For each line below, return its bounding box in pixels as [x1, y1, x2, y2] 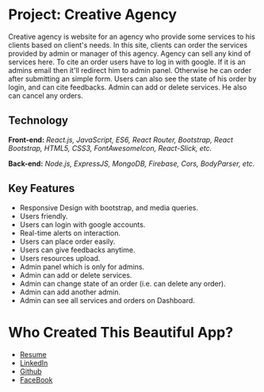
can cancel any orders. [8, 90, 83, 100]
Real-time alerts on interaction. [19, 228, 121, 237]
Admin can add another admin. [19, 287, 121, 297]
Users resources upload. [19, 253, 101, 263]
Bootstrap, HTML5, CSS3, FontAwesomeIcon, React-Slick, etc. [8, 143, 212, 152]
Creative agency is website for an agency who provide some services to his [8, 32, 255, 41]
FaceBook [19, 375, 53, 384]
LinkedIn [19, 358, 48, 367]
